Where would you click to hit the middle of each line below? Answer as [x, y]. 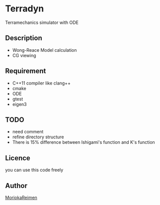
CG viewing [24, 55]
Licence [18, 158]
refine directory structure [38, 137]
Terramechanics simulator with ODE [42, 22]
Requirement [26, 71]
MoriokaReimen [21, 198]
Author [16, 185]
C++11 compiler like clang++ [41, 83]
